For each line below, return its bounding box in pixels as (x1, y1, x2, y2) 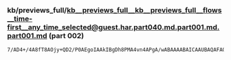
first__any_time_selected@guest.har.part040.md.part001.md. (7, 22, 220, 32)
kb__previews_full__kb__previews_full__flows (66, 5, 222, 15)
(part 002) (48, 31, 85, 40)
